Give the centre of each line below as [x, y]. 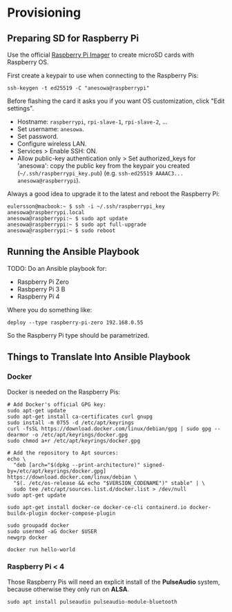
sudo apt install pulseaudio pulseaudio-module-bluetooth [92, 602]
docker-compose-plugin [83, 513]
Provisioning [44, 13]
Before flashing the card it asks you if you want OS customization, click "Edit [116, 101]
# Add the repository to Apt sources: [63, 453]
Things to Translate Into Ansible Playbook [99, 357]
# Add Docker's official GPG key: [57, 404]
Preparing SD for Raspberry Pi [73, 38]
